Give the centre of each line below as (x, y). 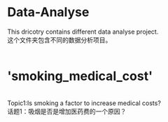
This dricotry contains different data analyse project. (83, 32)
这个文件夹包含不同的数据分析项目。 (59, 40)
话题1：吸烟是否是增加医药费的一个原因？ (67, 111)
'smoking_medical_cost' (80, 76)
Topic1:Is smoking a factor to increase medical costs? (84, 103)
